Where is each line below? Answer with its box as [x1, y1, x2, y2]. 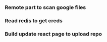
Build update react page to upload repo [5, 30, 102, 37]
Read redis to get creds [5, 17, 63, 24]
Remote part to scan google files [5, 4, 86, 11]
